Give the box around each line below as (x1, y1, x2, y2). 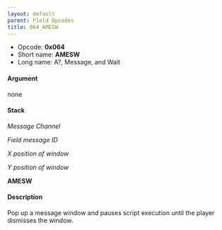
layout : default (7, 10, 55, 18)
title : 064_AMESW (7, 23, 59, 30)
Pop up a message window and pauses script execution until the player (7, 208, 215, 217)
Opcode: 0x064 (17, 43, 65, 52)
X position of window (7, 149, 69, 158)
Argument (7, 74, 38, 82)
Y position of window (7, 163, 69, 171)
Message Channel (7, 122, 61, 130)
